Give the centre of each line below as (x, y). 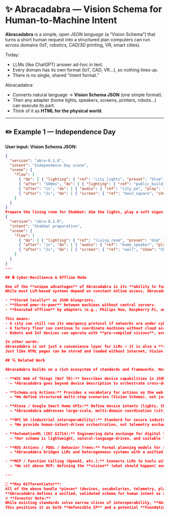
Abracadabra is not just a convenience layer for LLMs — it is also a (81, 347)
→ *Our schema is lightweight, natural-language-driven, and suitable (85, 438)
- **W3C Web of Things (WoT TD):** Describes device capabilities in (80, 378)
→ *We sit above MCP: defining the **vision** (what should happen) (83, 466)
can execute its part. (34, 105)
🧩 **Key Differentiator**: (33, 484)
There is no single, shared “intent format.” (56, 75)
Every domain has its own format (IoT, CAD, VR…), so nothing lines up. (85, 70)
